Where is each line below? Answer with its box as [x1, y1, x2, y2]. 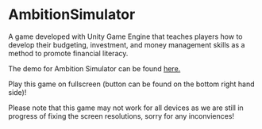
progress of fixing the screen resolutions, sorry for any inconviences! [8, 111, 235, 120]
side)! [8, 87, 27, 97]
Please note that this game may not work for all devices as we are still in [8, 103, 244, 112]
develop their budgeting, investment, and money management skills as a [8, 40, 245, 49]
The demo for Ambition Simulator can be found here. [8, 63, 181, 73]
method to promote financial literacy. [8, 48, 129, 58]
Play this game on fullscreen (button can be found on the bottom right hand [8, 79, 255, 89]
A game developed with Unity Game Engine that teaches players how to [8, 32, 243, 41]
